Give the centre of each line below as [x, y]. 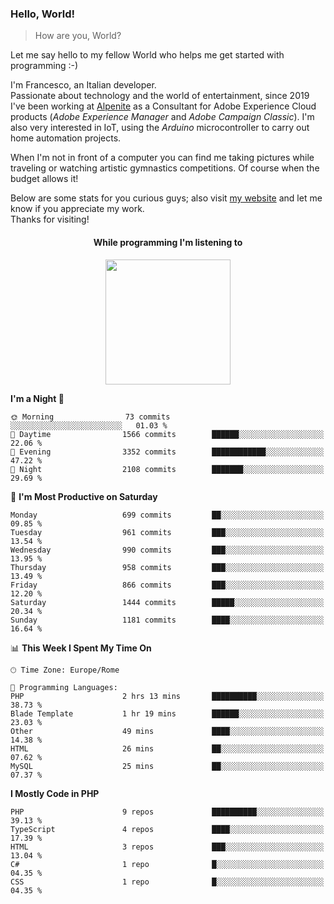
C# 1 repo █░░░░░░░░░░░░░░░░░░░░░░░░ [167, 864]
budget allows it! [44, 179]
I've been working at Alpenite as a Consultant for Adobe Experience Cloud [163, 106]
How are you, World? [78, 36]
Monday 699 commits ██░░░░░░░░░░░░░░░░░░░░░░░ [167, 515]
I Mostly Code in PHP [55, 793]
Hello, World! [43, 14]
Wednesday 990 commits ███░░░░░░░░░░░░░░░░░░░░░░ [167, 550]
